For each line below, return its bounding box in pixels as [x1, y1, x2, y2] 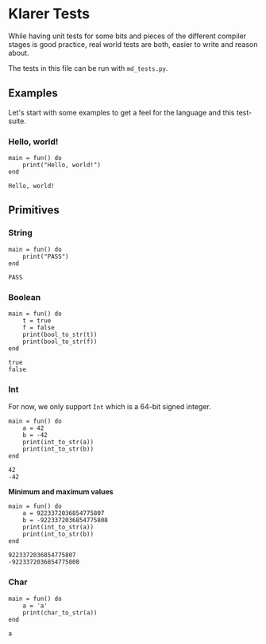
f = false [22, 324, 56, 332]
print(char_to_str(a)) [22, 608, 98, 617]
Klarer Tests [8, 5, 91, 23]
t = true [22, 317, 52, 325]
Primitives [8, 204, 60, 217]
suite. [8, 116, 26, 126]
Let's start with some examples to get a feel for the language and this [8, 107, 235, 117]
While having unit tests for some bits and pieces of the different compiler [8, 31, 247, 41]
